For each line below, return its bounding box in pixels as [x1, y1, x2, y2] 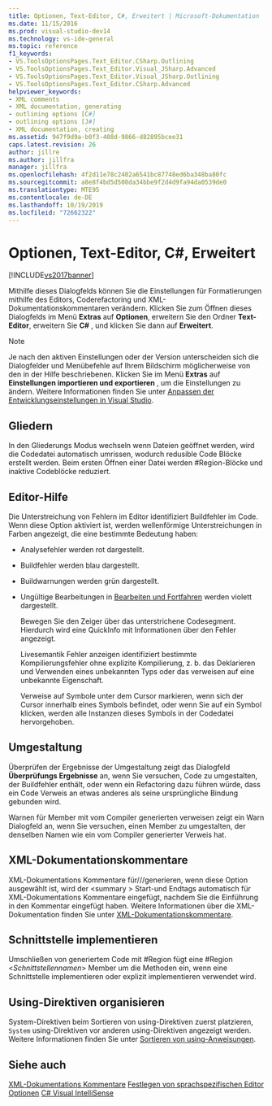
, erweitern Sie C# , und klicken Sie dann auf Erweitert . [28, 320, 214, 330]
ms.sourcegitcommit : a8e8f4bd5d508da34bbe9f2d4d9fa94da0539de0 [8, 178, 227, 187]
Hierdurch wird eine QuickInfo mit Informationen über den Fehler [19, 625, 237, 634]
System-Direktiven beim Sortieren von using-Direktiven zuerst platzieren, [8, 1017, 254, 1027]
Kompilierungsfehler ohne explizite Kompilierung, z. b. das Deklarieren [19, 658, 256, 668]
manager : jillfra [8, 163, 67, 172]
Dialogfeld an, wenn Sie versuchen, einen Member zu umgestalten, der [8, 821, 246, 830]
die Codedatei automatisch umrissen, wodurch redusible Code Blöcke [8, 449, 242, 459]
